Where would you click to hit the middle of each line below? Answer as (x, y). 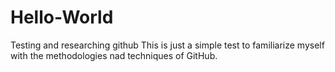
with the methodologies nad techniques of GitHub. (114, 55)
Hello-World (62, 17)
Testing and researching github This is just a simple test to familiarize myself (167, 45)
